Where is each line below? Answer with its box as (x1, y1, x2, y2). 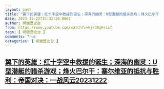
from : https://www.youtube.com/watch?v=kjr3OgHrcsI (5, 25, 112, 30)
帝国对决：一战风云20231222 (18, 76, 107, 85)
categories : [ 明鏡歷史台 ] (5, 39, 59, 44)
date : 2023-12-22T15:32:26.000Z (5, 16, 71, 21)
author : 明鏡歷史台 (5, 20, 41, 26)
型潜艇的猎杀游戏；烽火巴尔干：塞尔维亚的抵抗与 (5, 67, 153, 75)
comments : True (5, 35, 36, 39)
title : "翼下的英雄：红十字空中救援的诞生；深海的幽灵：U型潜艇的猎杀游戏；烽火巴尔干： (5, 12, 163, 17)
